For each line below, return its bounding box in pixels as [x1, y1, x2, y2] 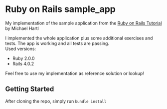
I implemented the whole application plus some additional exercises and [5, 35, 153, 41]
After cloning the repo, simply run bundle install [5, 98, 107, 104]
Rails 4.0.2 [12, 60, 34, 66]
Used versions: [5, 45, 36, 51]
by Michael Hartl [5, 25, 39, 31]
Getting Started [5, 85, 54, 93]
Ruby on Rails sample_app [5, 3, 116, 15]
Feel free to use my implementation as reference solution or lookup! [5, 70, 145, 76]
